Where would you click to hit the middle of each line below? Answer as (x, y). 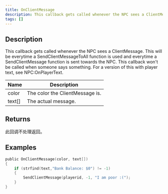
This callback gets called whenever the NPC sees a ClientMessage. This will (84, 51)
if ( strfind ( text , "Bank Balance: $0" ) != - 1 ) (62, 168)
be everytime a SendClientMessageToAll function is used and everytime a (81, 57)
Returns (18, 119)
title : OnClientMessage (30, 10)
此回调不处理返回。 (25, 132)
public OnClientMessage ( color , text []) (47, 159)
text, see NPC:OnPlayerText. (34, 72)
